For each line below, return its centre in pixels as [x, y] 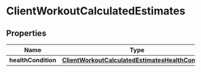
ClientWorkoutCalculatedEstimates [96, 11]
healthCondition [33, 60]
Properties [26, 33]
